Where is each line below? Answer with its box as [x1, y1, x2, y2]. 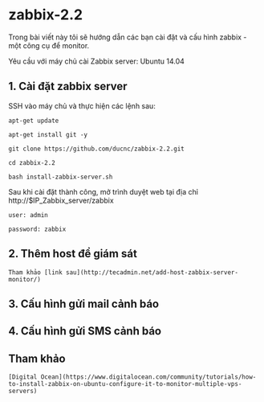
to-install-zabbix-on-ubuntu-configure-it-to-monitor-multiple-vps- [8, 380, 242, 388]
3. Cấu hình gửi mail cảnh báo [8, 297, 159, 310]
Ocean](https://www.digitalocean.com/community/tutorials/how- [40, 373, 257, 381]
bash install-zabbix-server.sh [8, 173, 113, 181]
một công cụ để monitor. [8, 40, 90, 50]
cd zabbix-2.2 [8, 158, 56, 166]
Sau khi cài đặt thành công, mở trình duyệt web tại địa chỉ [8, 187, 199, 196]
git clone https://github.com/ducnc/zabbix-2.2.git [8, 145, 185, 153]
